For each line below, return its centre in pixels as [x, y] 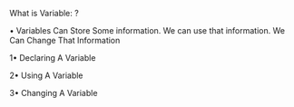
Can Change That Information [65, 40]
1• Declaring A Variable [53, 58]
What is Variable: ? [44, 13]
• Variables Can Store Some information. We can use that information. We [147, 30]
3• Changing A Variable [54, 93]
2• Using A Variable [46, 75]
